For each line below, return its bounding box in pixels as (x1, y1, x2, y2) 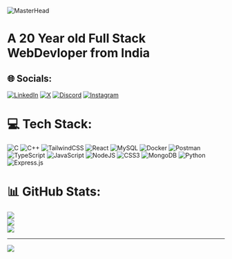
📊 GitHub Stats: (7, 184, 101, 200)
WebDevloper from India (7, 45, 151, 61)
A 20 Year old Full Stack (7, 31, 146, 46)
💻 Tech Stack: (7, 116, 93, 132)
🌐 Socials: (7, 72, 52, 84)
